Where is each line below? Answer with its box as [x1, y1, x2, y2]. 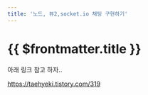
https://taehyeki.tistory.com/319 [7, 79, 101, 88]
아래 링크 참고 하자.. [7, 65, 63, 74]
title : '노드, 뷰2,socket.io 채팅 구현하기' [7, 10, 128, 18]
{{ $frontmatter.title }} [7, 40, 142, 57]
